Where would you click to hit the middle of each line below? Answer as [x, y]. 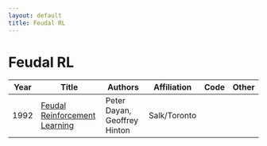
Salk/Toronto [172, 116]
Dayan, [118, 110]
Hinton [118, 130]
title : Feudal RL [37, 23]
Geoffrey [122, 121]
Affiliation [173, 87]
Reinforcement [68, 116]
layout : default [35, 15]
